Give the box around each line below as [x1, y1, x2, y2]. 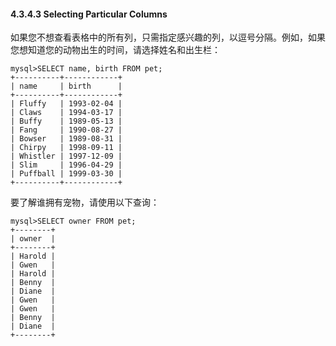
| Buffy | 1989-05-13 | [10, 116, 123, 127]
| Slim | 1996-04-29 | [10, 160, 123, 170]
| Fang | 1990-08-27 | [10, 125, 123, 135]
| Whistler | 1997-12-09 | [10, 151, 123, 162]
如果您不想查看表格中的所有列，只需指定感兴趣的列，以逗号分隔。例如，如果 [10, 31, 326, 44]
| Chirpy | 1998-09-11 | [10, 143, 123, 153]
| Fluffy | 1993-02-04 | [10, 99, 123, 109]
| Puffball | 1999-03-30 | [10, 169, 123, 179]
